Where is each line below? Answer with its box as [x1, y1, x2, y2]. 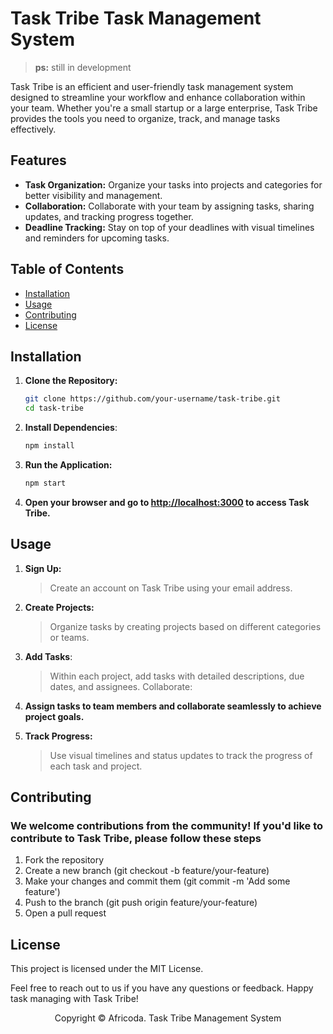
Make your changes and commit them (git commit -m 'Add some [24, 875, 291, 887]
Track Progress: [24, 730, 93, 742]
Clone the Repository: [24, 375, 118, 387]
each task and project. [49, 760, 143, 772]
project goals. [24, 710, 85, 722]
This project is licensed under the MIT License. [10, 963, 204, 975]
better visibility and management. [24, 189, 163, 201]
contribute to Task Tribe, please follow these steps [10, 832, 262, 845]
